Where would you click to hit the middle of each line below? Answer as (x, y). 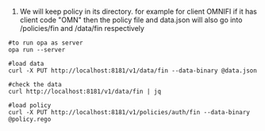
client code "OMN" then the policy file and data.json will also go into (131, 20)
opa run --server (37, 50)
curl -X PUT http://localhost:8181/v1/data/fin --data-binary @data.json (133, 71)
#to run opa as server (46, 43)
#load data (26, 64)
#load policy (30, 106)
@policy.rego (30, 119)
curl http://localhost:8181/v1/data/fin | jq (84, 91)
